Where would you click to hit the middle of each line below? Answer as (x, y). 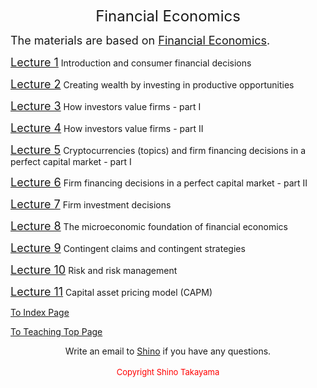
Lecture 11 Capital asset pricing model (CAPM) (111, 292)
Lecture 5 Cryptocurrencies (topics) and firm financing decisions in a (158, 150)
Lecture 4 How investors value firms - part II (107, 128)
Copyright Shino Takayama (168, 372)
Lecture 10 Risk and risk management (94, 270)
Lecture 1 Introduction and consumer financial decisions (131, 62)
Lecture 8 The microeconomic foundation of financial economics (149, 226)
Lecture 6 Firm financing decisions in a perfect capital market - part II (159, 182)
